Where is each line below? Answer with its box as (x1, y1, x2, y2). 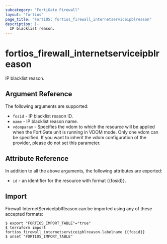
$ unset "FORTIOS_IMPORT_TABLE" (5, 234, 73, 239)
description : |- (5, 21, 39, 27)
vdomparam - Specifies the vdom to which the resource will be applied (12, 124, 155, 130)
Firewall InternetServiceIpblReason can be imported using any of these (5, 205, 152, 212)
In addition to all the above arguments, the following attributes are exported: (5, 167, 162, 174)
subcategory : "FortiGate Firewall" (5, 7, 80, 13)
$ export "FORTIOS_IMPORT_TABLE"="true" (5, 220, 92, 226)
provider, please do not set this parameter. (12, 140, 101, 146)
